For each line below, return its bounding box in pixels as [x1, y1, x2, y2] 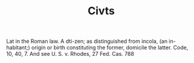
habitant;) [6, 44, 30, 51]
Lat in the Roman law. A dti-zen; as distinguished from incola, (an [6, 37, 167, 45]
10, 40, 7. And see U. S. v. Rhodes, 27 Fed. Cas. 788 [6, 51, 134, 58]
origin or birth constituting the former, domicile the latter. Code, [31, 44, 189, 51]
